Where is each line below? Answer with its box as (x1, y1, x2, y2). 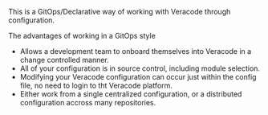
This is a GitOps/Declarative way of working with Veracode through (8, 7, 231, 16)
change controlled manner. (19, 55, 110, 64)
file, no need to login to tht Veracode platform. (19, 80, 173, 90)
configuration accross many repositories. (19, 98, 156, 107)
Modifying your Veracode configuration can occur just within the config (19, 72, 257, 81)
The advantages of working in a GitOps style (8, 31, 156, 40)
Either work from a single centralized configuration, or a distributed (19, 89, 242, 99)
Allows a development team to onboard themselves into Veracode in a (19, 47, 252, 55)
